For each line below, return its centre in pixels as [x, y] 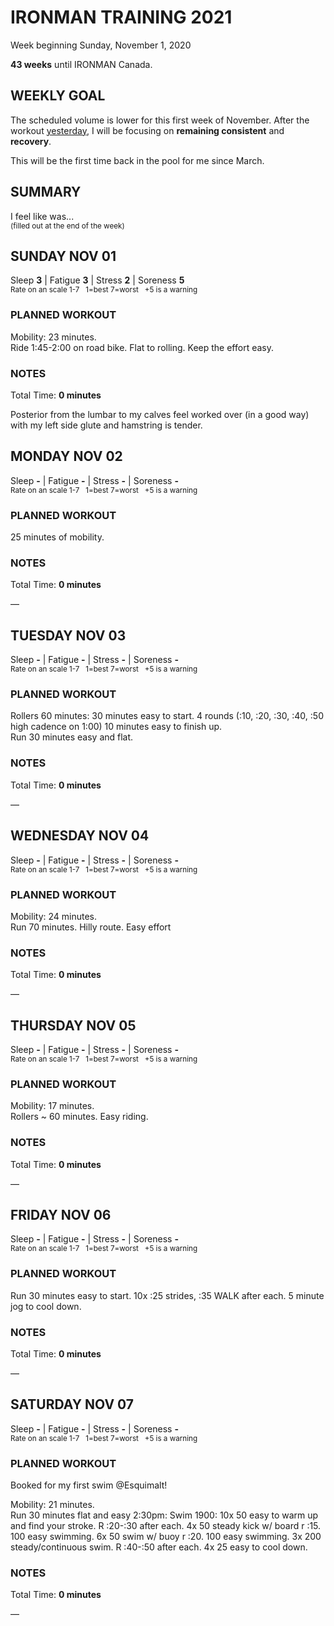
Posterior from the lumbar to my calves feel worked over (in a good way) [160, 414]
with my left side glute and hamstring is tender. [106, 425]
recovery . [31, 141]
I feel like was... [42, 216]
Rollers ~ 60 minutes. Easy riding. [79, 1117]
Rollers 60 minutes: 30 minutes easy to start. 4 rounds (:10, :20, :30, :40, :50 [167, 716]
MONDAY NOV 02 [66, 456]
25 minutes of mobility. [57, 537]
